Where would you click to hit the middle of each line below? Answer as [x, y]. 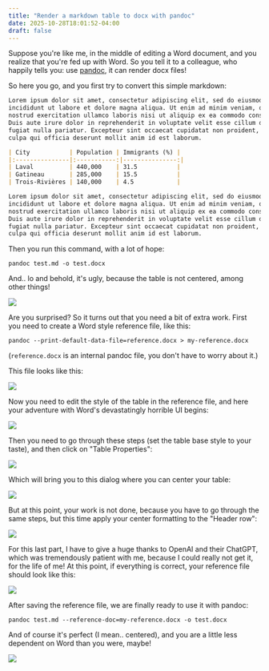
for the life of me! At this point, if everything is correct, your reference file [129, 566]
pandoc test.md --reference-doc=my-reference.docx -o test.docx [118, 620]
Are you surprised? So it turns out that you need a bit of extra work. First [128, 318]
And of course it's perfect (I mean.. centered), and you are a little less [123, 635]
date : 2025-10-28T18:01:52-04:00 [64, 23]
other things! [29, 287]
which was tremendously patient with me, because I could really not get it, [131, 558]
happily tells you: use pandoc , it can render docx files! [97, 70]
